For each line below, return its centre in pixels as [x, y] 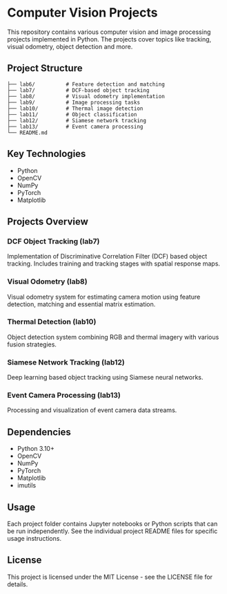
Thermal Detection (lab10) [52, 322]
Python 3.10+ [36, 449]
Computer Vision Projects [82, 13]
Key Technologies [47, 154]
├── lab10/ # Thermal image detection [75, 109]
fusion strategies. [32, 344]
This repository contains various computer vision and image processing [109, 32]
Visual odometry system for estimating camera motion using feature [104, 297]
